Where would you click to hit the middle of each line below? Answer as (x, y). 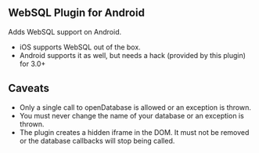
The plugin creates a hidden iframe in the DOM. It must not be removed (134, 132)
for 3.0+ (32, 64)
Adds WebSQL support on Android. (65, 31)
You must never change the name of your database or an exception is (131, 115)
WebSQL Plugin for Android (76, 13)
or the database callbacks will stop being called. (97, 140)
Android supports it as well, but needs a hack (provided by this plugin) (133, 55)
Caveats (29, 88)
